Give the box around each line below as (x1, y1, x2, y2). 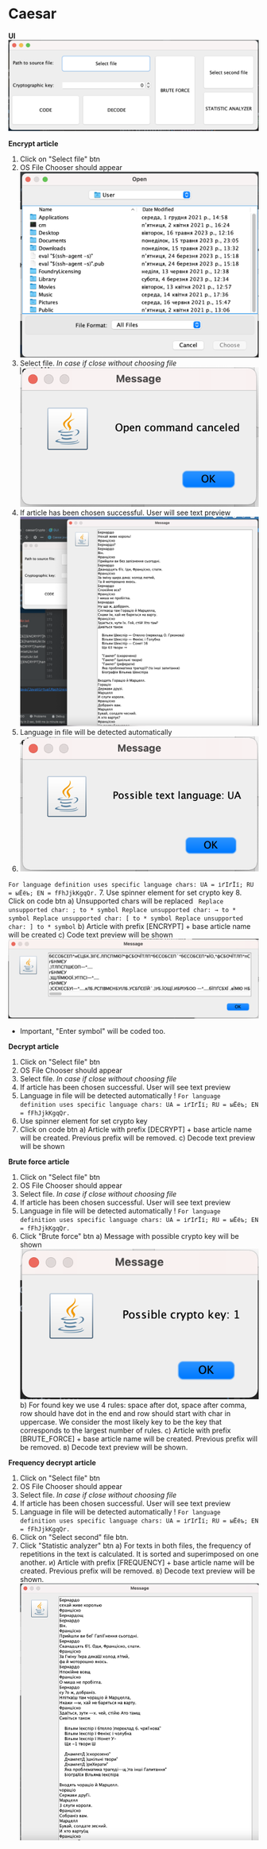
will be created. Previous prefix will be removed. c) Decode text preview (19, 1133, 256, 1143)
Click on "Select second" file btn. (19, 1533, 129, 1542)
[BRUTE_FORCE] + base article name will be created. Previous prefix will (19, 1434, 258, 1444)
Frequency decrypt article (8, 1458, 97, 1468)
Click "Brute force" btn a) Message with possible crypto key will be (19, 1231, 240, 1240)
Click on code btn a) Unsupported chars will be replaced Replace (8, 896, 224, 906)
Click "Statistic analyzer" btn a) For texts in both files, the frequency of (19, 1541, 252, 1550)
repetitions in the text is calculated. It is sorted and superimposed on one (19, 1549, 259, 1559)
